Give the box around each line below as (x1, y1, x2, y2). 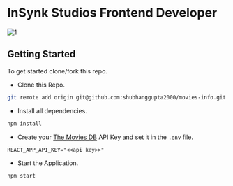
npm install (7, 120, 42, 127)
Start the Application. (17, 159, 79, 167)
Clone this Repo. (17, 80, 65, 89)
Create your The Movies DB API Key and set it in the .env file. (17, 133, 194, 141)
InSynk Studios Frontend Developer (7, 5, 218, 21)
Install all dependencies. (17, 106, 87, 115)
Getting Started (7, 48, 76, 60)
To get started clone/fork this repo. (7, 66, 108, 75)
